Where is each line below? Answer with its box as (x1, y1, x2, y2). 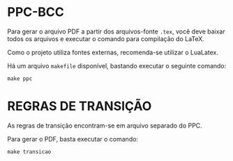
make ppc (7, 75, 33, 82)
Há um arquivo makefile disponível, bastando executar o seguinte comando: (7, 61, 227, 70)
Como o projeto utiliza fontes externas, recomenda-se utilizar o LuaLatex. (7, 48, 218, 56)
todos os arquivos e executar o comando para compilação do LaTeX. (7, 34, 204, 43)
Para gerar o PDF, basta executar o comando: (7, 135, 138, 143)
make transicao (7, 148, 52, 155)
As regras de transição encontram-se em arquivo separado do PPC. (7, 121, 202, 130)
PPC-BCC (7, 4, 65, 20)
